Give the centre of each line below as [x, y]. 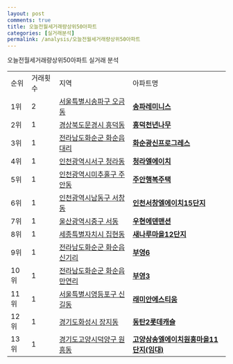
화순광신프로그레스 [162, 143]
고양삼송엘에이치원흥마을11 [175, 340]
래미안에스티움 [155, 299]
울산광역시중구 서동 [89, 222]
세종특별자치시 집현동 [92, 235]
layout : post [26, 14]
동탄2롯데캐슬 [154, 322]
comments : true [29, 20]
